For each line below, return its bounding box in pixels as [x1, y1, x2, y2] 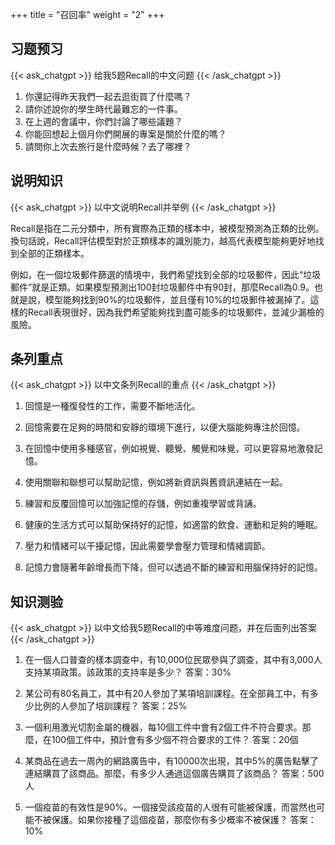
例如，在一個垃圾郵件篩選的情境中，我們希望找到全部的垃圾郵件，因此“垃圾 [10, 268, 322, 280]
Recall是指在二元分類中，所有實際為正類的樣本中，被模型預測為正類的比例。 [10, 222, 325, 234]
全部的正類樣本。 [18, 247, 90, 259]
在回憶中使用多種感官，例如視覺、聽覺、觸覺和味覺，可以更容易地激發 [24, 443, 315, 455]
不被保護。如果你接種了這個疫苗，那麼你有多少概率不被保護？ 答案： [33, 814, 317, 826]
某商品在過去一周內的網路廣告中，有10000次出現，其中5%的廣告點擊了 [24, 755, 319, 767]
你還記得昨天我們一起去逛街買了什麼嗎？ [24, 90, 192, 102]
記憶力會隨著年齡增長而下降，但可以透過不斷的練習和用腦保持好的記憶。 [24, 561, 323, 573]
